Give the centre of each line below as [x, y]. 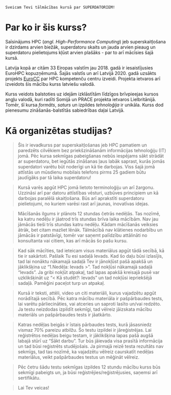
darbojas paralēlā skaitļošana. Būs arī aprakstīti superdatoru [81, 198]
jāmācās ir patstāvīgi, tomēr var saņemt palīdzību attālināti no [82, 235]
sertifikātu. [29, 378]
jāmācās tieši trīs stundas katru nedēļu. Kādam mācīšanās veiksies [88, 224]
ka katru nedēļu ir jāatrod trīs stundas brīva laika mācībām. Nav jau [88, 219]
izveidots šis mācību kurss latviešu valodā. [50, 84]
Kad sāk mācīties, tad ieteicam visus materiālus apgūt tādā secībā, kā [91, 251]
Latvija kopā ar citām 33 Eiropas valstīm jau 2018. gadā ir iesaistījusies [79, 68]
